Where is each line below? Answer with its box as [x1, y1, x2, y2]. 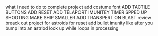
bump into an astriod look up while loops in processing [5, 25, 119, 31]
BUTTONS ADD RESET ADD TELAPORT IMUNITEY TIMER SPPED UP [5, 9, 147, 15]
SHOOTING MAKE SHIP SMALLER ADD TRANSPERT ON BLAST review [5, 15, 152, 20]
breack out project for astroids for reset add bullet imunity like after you [5, 20, 153, 26]
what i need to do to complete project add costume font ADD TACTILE [5, 4, 150, 10]
